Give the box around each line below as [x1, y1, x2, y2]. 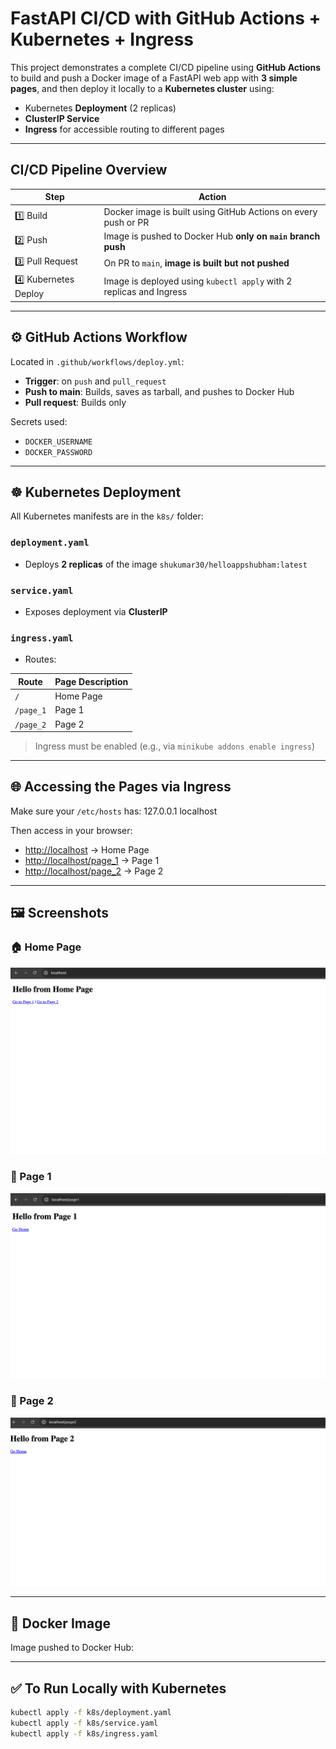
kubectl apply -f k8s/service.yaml [10, 1718, 159, 1728]
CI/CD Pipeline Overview [10, 162, 168, 179]
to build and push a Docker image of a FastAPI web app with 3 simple [10, 72, 298, 84]
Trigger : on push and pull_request [24, 375, 167, 387]
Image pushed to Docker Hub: [10, 1642, 135, 1654]
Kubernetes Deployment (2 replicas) [24, 102, 177, 114]
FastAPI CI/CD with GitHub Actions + [10, 7, 322, 30]
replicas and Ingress [103, 285, 188, 297]
